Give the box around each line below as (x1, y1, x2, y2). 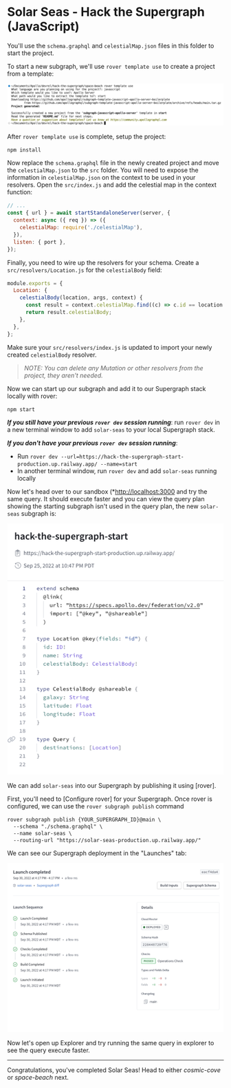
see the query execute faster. (7, 1046, 91, 1054)
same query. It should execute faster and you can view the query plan (7, 494, 205, 503)
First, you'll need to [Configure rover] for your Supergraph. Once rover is (7, 795, 213, 803)
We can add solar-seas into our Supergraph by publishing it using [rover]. (7, 782, 217, 790)
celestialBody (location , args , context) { (19, 294, 143, 302)
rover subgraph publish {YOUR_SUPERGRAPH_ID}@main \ (7, 817, 162, 824)
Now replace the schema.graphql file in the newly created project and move (7, 159, 220, 167)
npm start (7, 406, 36, 413)
